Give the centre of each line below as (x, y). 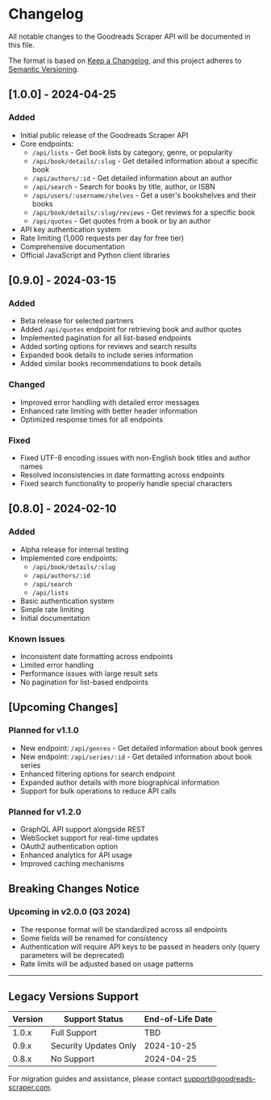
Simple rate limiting (52, 609)
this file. (21, 44)
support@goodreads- (220, 1079)
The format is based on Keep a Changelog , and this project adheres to (125, 60)
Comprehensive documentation (72, 246)
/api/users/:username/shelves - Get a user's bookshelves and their (144, 195)
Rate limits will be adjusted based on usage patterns (106, 964)
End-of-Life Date (179, 1019)
